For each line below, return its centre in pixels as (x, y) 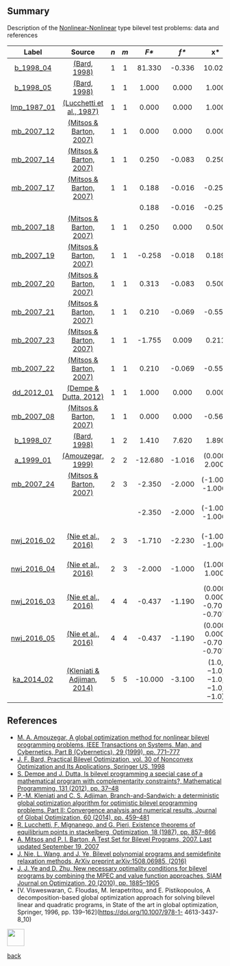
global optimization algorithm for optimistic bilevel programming (107, 803)
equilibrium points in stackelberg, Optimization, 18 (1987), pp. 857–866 (116, 832)
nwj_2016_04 (33, 569)
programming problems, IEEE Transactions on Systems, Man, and (109, 744)
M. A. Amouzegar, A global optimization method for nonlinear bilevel (113, 737)
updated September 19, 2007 (58, 846)
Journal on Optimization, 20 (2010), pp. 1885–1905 (88, 882)
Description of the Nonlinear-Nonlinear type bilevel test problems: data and (113, 27)
